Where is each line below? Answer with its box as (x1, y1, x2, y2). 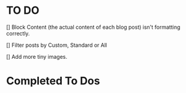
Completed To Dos (6, 74, 100, 88)
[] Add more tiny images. (6, 53, 68, 60)
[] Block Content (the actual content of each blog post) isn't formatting (6, 23, 181, 31)
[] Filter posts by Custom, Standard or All (6, 41, 107, 49)
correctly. (6, 29, 30, 37)
